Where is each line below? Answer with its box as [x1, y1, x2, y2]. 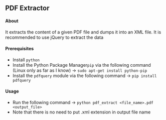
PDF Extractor [5, 4, 50, 12]
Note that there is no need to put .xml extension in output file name [12, 109, 151, 115]
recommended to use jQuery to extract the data [5, 34, 104, 40]
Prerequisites [5, 46, 34, 52]
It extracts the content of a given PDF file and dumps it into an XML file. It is [5, 29, 161, 35]
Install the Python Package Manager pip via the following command [12, 62, 151, 68]
